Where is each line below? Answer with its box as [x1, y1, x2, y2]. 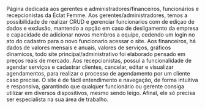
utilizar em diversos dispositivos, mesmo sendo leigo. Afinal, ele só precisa [6, 90, 196, 96]
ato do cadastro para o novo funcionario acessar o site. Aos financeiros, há [6, 38, 196, 44]
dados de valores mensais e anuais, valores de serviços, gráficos [6, 44, 171, 51]
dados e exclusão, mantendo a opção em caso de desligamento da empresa [6, 24, 199, 32]
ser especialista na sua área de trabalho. [6, 96, 109, 103]
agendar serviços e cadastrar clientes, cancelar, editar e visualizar [6, 63, 174, 71]
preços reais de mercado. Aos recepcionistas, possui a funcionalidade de [6, 57, 192, 64]
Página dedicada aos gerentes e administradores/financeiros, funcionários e [6, 5, 199, 12]
